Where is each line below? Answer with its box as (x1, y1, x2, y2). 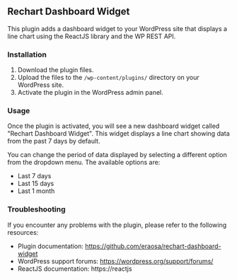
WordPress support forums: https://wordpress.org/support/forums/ (17, 257, 214, 265)
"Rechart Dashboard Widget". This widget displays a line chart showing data (7, 129, 230, 138)
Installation (7, 49, 47, 59)
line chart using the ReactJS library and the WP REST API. (7, 32, 176, 40)
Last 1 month (17, 187, 55, 195)
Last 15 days (17, 180, 54, 188)
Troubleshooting (7, 204, 66, 214)
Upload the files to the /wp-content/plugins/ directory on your (17, 74, 200, 82)
